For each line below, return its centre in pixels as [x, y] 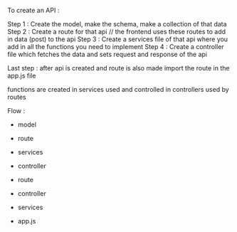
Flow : [16, 111]
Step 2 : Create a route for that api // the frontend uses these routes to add [117, 32]
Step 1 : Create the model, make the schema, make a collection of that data [117, 24]
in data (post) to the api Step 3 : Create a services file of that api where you [118, 39]
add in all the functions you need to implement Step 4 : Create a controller [116, 47]
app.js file [22, 75]
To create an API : [33, 10]
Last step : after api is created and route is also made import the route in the [118, 68]
